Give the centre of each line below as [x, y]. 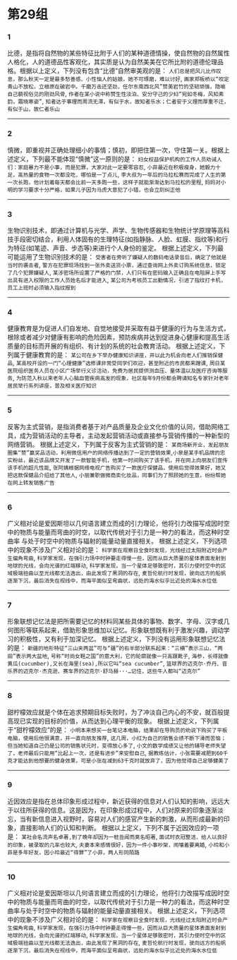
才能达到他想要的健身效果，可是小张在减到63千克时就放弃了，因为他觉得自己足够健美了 [121, 761]
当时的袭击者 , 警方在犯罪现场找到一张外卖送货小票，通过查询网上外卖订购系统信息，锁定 [117, 265]
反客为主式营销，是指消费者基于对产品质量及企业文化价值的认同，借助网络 [115, 426]
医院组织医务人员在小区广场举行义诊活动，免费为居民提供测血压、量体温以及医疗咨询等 [115, 371]
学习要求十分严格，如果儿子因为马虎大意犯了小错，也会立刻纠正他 [99, 190]
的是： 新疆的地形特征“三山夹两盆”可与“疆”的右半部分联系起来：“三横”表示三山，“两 [115, 648]
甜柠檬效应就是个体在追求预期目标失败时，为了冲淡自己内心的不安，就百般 [115, 712]
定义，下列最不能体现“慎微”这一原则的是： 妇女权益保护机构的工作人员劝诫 [115, 159]
